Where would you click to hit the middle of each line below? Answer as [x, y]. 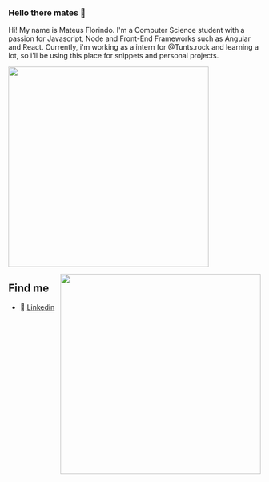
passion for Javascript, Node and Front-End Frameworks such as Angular [129, 38]
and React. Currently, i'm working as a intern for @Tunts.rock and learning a [133, 47]
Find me [29, 288]
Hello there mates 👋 [47, 13]
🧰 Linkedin [37, 307]
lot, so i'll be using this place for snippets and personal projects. [114, 56]
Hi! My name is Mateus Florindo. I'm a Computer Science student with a [126, 30]
